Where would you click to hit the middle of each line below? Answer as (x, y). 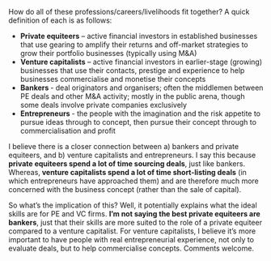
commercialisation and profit (68, 130)
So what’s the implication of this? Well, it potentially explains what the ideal (133, 205)
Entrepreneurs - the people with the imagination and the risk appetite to (140, 113)
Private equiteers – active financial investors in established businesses (139, 36)
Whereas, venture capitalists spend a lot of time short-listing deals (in (127, 172)
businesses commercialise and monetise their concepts (113, 79)
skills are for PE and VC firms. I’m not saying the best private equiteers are (134, 214)
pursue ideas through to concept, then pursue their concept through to (138, 122)
